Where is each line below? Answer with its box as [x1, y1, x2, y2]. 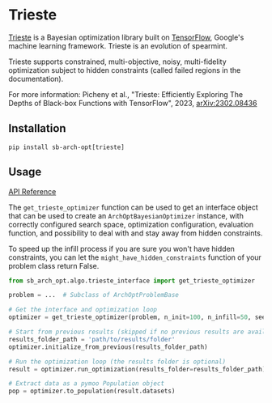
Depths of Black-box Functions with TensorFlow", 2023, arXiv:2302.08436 [8, 98, 257, 108]
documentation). [8, 74, 64, 83]
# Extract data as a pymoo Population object [8, 380, 164, 388]
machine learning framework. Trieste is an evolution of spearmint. [8, 40, 228, 50]
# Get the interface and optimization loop [8, 306, 158, 314]
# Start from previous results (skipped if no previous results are [8, 328, 244, 337]
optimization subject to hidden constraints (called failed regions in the [8, 65, 241, 74]
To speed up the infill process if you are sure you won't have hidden [8, 244, 235, 253]
